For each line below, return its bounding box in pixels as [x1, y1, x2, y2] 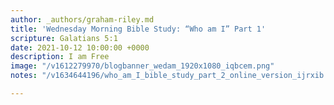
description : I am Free [10, 52, 110, 62]
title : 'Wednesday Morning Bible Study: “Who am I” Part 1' [10, 24, 267, 34]
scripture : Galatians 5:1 [10, 33, 118, 43]
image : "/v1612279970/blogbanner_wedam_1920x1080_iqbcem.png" [10, 61, 275, 71]
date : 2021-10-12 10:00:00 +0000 [10, 42, 150, 53]
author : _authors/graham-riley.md [10, 14, 155, 25]
